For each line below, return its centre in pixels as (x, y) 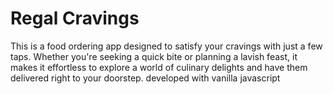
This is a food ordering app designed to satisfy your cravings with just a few (166, 46)
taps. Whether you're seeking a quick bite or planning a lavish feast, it (154, 56)
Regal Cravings (75, 18)
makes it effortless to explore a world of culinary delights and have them (159, 67)
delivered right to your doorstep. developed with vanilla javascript (145, 78)
